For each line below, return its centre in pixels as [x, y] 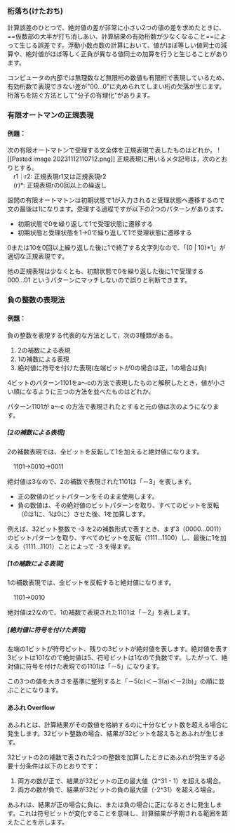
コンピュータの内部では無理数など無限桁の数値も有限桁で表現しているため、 [118, 78]
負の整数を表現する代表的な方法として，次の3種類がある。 [92, 335]
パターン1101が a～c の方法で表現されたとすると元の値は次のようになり [110, 406]
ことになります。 [38, 690]
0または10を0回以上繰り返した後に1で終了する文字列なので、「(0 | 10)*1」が [116, 248]
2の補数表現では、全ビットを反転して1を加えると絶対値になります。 [105, 452]
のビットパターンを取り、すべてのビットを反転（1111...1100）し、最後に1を [114, 537]
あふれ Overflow [31, 708]
